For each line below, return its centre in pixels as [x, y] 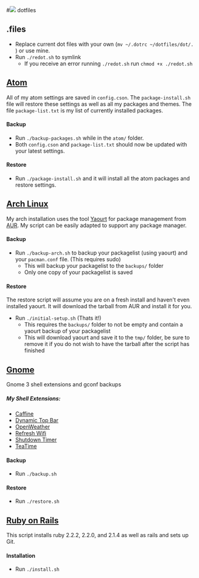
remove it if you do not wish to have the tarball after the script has [107, 344]
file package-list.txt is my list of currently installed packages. [85, 110]
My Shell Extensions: [33, 398]
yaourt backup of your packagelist [67, 331]
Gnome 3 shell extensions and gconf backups [64, 385]
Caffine [24, 414]
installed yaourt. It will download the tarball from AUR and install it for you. [99, 306]
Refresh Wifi [31, 433]
